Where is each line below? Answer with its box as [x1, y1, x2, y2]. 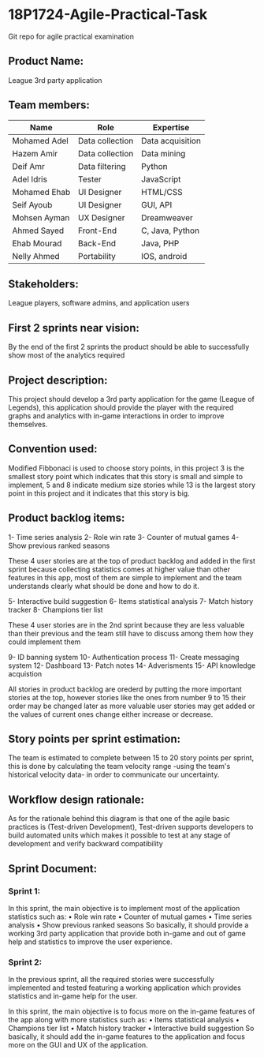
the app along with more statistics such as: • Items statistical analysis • [8, 1015, 240, 1025]
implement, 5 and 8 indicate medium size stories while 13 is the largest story [8, 480, 256, 489]
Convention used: [8, 442, 98, 455]
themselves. [8, 420, 48, 429]
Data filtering [77, 160, 126, 171]
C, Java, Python [141, 225, 199, 236]
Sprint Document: [8, 862, 97, 875]
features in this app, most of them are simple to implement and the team [8, 572, 243, 582]
